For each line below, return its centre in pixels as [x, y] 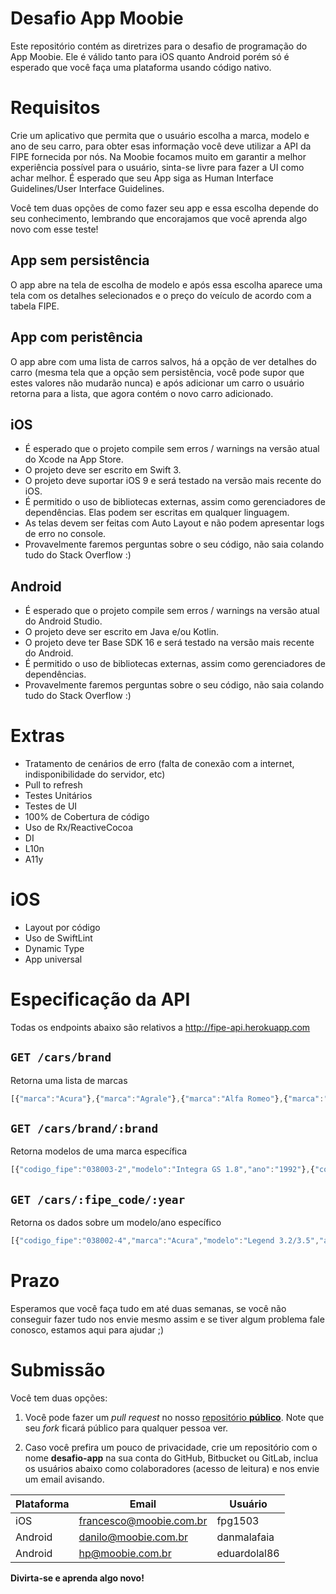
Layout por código [62, 927]
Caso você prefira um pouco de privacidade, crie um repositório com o [171, 1447]
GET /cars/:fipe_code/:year [98, 1199]
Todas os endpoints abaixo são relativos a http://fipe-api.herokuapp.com [160, 1027]
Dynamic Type [54, 948]
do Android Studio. [63, 621]
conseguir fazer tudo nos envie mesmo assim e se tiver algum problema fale [167, 1319]
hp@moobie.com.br [125, 1553]
